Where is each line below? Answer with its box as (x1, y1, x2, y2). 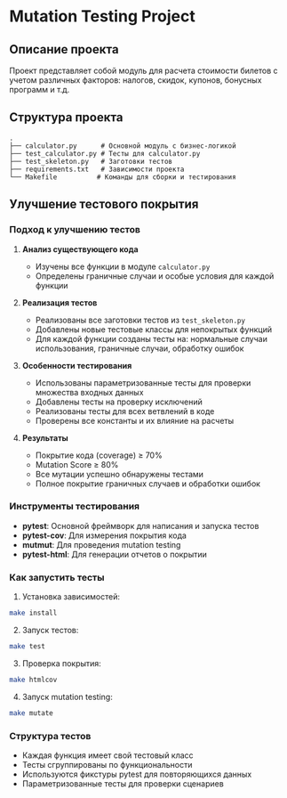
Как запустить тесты (9, 571, 105, 583)
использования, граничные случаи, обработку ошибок (35, 343, 244, 354)
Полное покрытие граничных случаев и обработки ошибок (35, 478, 260, 489)
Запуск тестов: (21, 624, 79, 635)
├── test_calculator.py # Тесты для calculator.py (9, 149, 201, 158)
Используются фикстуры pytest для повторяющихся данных (21, 769, 252, 779)
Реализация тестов (21, 297, 98, 308)
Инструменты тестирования (9, 501, 140, 513)
